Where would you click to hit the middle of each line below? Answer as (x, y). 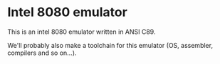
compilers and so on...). (42, 53)
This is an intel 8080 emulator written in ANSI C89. (82, 32)
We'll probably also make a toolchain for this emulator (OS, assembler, (110, 45)
